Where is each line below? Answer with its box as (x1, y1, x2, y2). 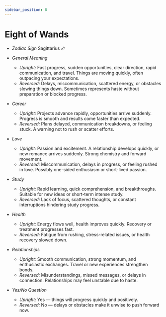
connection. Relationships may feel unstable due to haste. (19, 277, 138, 283)
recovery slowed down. (19, 237, 68, 243)
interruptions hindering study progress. (19, 202, 100, 208)
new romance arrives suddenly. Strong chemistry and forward (19, 150, 147, 157)
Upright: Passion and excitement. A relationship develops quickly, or (19, 145, 159, 151)
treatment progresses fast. (19, 226, 74, 232)
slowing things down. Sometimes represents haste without (19, 86, 140, 92)
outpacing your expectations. (19, 75, 80, 81)
